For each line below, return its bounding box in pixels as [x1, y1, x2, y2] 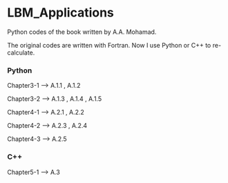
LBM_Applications [7, 5, 114, 21]
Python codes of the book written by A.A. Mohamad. [7, 28, 157, 36]
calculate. [7, 48, 35, 57]
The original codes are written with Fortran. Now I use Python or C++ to [7, 41, 211, 49]
